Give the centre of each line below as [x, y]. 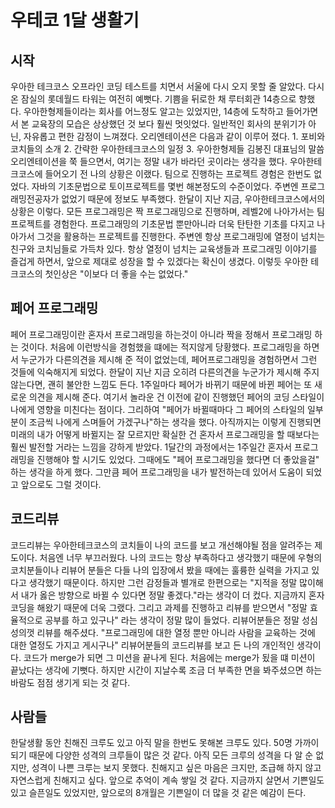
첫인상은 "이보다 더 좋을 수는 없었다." [116, 274]
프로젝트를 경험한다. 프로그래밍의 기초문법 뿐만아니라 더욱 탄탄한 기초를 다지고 [162, 224]
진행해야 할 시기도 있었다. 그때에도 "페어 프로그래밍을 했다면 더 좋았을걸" [178, 459]
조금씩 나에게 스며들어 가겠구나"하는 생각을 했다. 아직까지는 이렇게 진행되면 [175, 422]
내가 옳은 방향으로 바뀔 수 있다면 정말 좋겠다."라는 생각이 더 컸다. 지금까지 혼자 [172, 595]
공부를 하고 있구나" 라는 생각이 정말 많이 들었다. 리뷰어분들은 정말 [172, 620]
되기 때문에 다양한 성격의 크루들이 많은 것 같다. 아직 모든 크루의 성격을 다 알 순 [162, 755]
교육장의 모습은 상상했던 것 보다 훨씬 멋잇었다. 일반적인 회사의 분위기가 [169, 124]
